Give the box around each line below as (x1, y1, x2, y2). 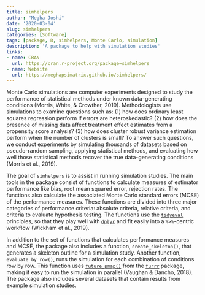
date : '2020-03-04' (6, 20, 56, 26)
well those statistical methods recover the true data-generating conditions (6, 154, 194, 161)
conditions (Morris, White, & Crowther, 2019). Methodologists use (6, 102, 172, 109)
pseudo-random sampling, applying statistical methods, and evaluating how (6, 147, 198, 155)
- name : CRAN (6, 55, 40, 61)
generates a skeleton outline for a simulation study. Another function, (6, 249, 181, 256)
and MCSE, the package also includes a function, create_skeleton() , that (6, 243, 192, 250)
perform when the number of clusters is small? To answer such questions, (6, 134, 194, 142)
